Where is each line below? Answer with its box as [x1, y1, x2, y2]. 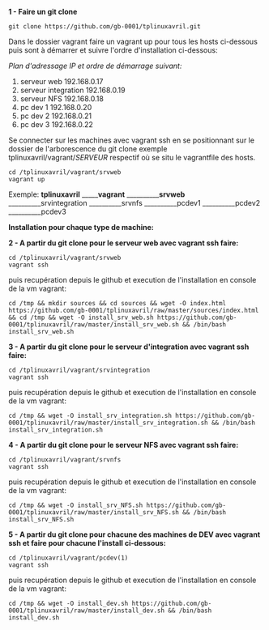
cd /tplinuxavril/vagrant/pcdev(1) [8, 554, 129, 562]
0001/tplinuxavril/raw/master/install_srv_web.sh [8, 321, 180, 329]
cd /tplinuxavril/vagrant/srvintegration [8, 366, 151, 374]
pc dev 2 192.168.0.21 [19, 111, 92, 121]
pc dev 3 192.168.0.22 [19, 120, 93, 129]
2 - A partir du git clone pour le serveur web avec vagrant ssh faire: [8, 238, 239, 248]
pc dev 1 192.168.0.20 [19, 103, 92, 112]
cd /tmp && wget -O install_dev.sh [8, 599, 129, 607]
